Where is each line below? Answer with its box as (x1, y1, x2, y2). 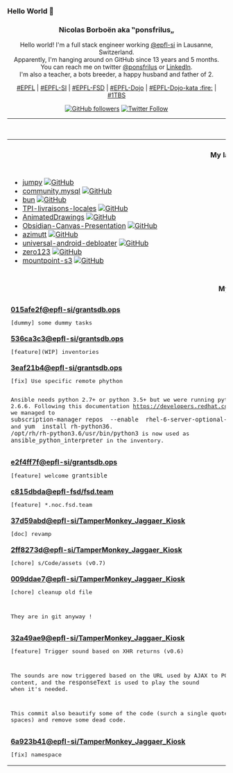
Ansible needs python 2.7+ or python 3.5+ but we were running (10, 396, 215, 403)
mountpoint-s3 (22, 255, 73, 265)
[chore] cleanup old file (10, 588, 92, 596)
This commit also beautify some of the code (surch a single (10, 709, 208, 717)
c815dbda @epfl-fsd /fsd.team (10, 487, 114, 496)
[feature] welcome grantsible (10, 471, 107, 479)
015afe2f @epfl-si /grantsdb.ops (10, 304, 121, 314)
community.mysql (22, 186, 81, 195)
